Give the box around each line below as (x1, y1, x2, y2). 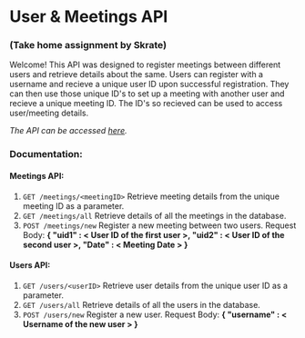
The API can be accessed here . (9, 125, 127, 136)
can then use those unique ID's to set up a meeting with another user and (9, 88, 285, 99)
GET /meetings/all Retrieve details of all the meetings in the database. (22, 210, 287, 221)
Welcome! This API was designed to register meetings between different (9, 59, 281, 70)
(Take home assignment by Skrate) (9, 39, 167, 52)
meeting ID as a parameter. (22, 200, 125, 211)
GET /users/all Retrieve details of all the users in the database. (22, 299, 261, 310)
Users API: (9, 260, 51, 271)
